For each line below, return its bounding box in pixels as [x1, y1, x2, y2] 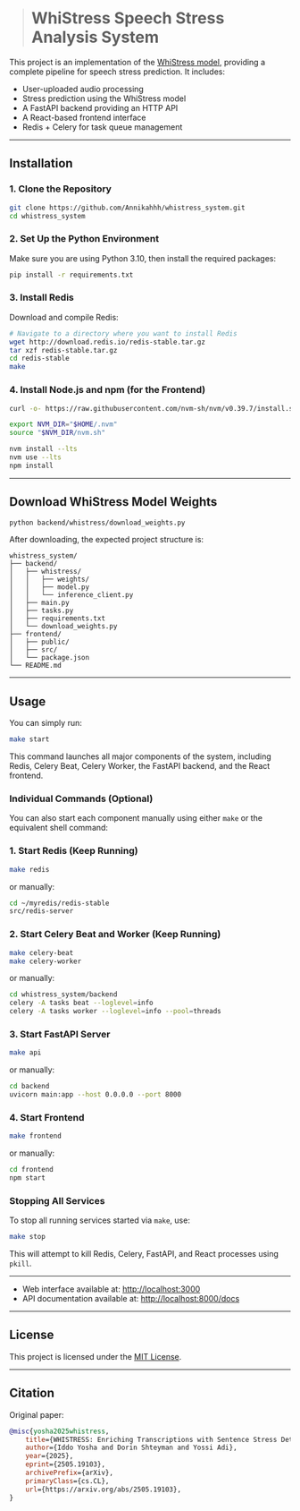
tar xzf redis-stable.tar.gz [9, 346, 118, 354]
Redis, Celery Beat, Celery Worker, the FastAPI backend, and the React [9, 761, 271, 772]
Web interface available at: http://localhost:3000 [21, 1284, 201, 1294]
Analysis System [30, 27, 159, 47]
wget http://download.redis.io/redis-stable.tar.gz [9, 337, 205, 346]
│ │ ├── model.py [9, 583, 90, 592]
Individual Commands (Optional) [9, 792, 154, 805]
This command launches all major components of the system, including [9, 751, 272, 762]
